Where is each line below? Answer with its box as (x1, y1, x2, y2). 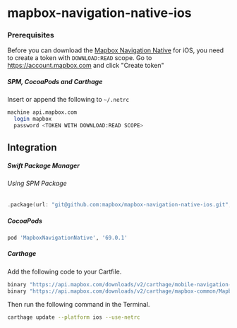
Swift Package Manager (7, 161, 80, 170)
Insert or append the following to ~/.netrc (7, 95, 129, 104)
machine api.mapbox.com (7, 109, 78, 116)
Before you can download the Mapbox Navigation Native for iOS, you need (7, 46, 224, 54)
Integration (7, 141, 58, 153)
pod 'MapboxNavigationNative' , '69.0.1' (7, 234, 128, 241)
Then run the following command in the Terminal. (7, 300, 150, 309)
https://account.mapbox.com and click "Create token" (7, 61, 164, 70)
